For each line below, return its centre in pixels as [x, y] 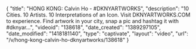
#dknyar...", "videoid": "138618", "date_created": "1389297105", [83, 27]
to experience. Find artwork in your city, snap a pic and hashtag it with [93, 21]
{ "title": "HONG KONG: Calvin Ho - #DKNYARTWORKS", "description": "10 [98, 9]
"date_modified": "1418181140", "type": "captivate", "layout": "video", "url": [97, 34]
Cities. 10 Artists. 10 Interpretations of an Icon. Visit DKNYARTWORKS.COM [98, 15]
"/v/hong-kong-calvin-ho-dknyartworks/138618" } [68, 40]
